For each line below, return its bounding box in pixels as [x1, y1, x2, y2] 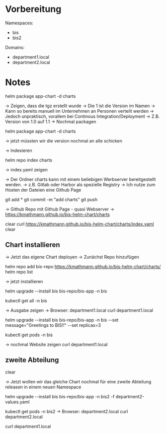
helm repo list [5, 269, 33, 275]
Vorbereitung [5, 3, 62, 15]
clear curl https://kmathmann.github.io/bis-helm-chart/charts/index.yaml [5, 221, 154, 227]
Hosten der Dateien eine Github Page [5, 187, 82, 193]
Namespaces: [5, 20, 34, 26]
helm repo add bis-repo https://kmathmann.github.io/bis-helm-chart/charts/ [5, 263, 161, 269]
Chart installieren [5, 241, 61, 249]
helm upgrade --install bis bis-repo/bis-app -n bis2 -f [5, 393, 115, 399]
